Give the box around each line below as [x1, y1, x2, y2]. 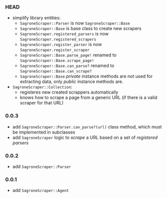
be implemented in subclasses [12, 129, 75, 135]
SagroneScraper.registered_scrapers [19, 37, 96, 42]
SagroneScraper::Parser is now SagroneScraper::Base [19, 20, 130, 26]
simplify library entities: [12, 15, 61, 21]
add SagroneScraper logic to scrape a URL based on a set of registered [12, 134, 158, 140]
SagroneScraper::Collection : [12, 84, 72, 90]
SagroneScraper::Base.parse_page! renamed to [19, 52, 116, 58]
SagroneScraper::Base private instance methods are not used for [19, 73, 153, 79]
